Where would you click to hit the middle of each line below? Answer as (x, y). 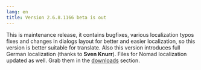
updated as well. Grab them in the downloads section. (73, 60)
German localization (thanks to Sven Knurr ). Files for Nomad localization (97, 54)
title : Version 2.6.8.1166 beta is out (56, 17)
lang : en (17, 12)
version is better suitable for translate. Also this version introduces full (93, 47)
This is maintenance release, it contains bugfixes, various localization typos (100, 34)
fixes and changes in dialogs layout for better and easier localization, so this (101, 41)
